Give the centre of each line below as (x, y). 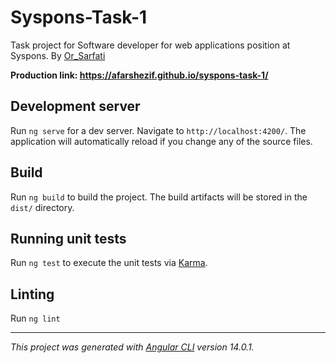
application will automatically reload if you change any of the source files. (161, 141)
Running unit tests (68, 238)
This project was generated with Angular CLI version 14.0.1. (132, 347)
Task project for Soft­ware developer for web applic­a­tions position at (150, 45)
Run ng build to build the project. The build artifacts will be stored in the (159, 197)
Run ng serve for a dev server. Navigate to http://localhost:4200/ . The (158, 130)
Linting (32, 294)
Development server (75, 106)
